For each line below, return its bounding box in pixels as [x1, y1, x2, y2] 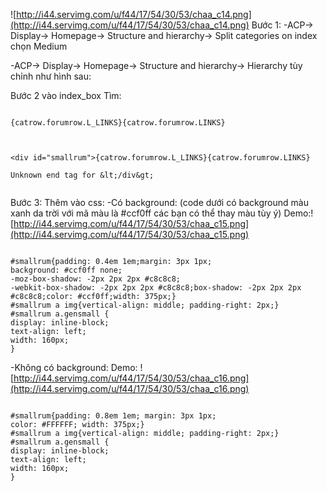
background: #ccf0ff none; [10, 265, 123, 275]
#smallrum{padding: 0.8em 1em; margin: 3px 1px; [10, 411, 217, 421]
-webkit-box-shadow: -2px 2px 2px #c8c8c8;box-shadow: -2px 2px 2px [10, 283, 302, 293]
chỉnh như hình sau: [10, 70, 92, 82]
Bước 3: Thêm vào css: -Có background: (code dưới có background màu [10, 197, 309, 208]
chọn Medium [10, 40, 68, 52]
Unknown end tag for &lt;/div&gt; [10, 170, 155, 180]
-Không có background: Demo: [10, 362, 138, 373]
